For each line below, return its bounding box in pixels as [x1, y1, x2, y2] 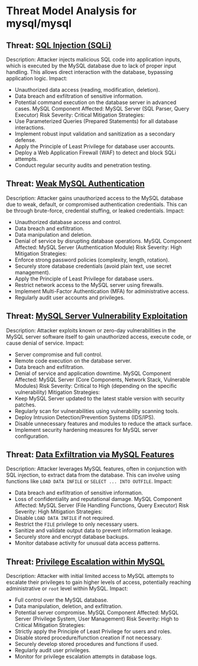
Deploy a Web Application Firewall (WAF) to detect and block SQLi [14, 149, 176, 156]
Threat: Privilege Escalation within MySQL [6, 557, 165, 567]
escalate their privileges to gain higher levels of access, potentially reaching [6, 578, 191, 586]
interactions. [14, 124, 46, 131]
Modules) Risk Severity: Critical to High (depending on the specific [14, 382, 177, 389]
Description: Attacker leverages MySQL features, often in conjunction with [6, 465, 187, 473]
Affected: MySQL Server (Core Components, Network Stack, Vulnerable [14, 376, 190, 383]
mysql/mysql [6, 17, 72, 30]
